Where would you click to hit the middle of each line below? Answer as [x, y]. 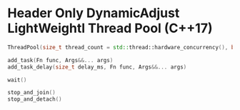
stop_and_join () [31, 93]
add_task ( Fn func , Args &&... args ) [60, 60]
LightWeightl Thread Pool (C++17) [110, 28]
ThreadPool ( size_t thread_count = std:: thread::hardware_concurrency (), [118, 47]
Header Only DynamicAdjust [94, 13]
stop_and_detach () [35, 99]
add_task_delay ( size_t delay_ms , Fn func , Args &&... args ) [97, 67]
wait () [17, 80]
